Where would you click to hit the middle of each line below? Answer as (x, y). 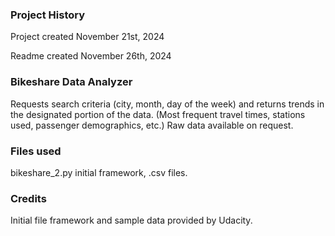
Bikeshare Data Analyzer (71, 82)
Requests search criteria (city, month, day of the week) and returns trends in (167, 104)
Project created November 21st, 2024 (87, 37)
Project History (48, 15)
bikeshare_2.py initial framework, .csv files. (99, 172)
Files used (36, 151)
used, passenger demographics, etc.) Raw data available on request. (152, 125)
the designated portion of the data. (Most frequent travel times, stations (158, 114)
